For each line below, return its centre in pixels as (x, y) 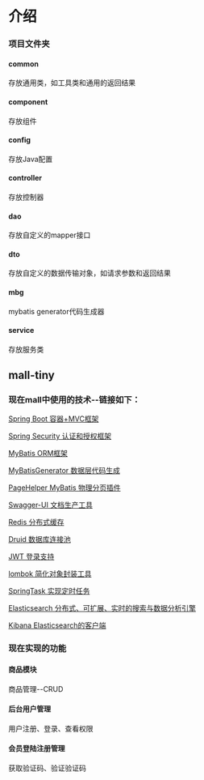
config (19, 140)
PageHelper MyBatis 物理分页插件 (65, 488)
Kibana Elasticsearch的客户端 (57, 625)
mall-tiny (31, 375)
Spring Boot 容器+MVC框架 (54, 419)
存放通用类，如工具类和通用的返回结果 (72, 83)
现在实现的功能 (37, 649)
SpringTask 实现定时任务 (49, 591)
